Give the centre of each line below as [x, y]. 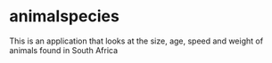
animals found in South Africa [64, 50]
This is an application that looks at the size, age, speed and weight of [136, 41]
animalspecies [65, 16]
